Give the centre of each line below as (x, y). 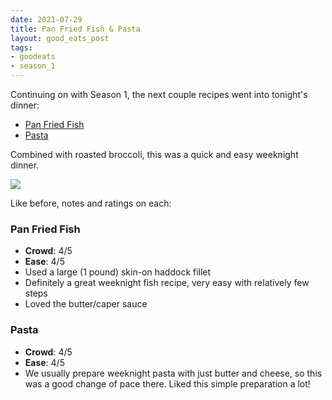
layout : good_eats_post (60, 38)
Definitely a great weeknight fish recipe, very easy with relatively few (167, 283)
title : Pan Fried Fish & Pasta (75, 29)
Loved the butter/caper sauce (86, 304)
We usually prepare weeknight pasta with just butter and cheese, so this (173, 373)
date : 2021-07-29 (46, 19)
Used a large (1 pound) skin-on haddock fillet (118, 272)
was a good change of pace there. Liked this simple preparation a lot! (167, 383)
